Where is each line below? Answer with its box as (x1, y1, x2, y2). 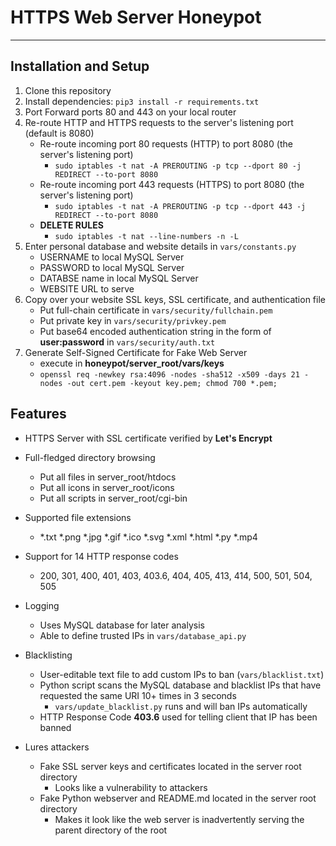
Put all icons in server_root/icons (39, 481, 175, 493)
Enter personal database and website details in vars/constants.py (24, 240, 297, 252)
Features (10, 406, 67, 423)
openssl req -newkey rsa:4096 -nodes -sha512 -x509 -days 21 (39, 369, 300, 380)
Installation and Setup (10, 58, 150, 75)
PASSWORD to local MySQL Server (39, 261, 185, 273)
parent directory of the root (54, 824, 168, 836)
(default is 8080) (24, 127, 95, 139)
